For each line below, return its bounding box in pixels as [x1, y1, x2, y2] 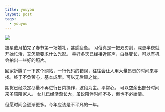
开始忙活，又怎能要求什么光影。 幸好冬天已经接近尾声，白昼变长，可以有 [5, 51, 155, 57]
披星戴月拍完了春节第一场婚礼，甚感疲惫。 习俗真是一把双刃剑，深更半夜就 [5, 45, 160, 51]
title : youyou [5, 7, 35, 12]
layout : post [5, 12, 32, 17]
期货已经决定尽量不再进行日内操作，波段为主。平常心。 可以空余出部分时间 [5, 85, 160, 91]
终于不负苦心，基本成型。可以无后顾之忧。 [13, 74, 101, 80]
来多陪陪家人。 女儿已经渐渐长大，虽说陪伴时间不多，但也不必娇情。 [5, 91, 146, 97]
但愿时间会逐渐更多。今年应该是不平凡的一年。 [5, 102, 101, 108]
